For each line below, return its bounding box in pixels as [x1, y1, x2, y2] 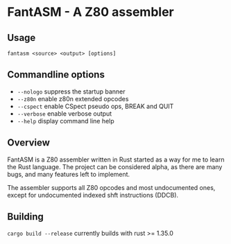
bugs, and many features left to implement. [7, 170, 130, 178]
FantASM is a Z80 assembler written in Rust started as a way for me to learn [7, 155, 225, 164]
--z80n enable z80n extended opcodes [17, 94, 129, 103]
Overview [7, 137, 51, 149]
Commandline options [7, 69, 105, 80]
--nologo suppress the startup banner [17, 87, 126, 96]
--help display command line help [17, 116, 114, 125]
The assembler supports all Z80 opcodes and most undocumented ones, [7, 183, 216, 191]
